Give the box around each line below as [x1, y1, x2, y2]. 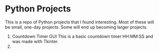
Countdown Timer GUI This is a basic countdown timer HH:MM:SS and [12, 33, 154, 39]
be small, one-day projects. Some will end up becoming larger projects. [5, 24, 148, 30]
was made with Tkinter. [12, 38, 59, 44]
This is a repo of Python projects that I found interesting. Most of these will [5, 19, 154, 25]
